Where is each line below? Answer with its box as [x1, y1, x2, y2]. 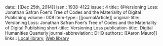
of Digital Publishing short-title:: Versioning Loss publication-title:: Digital [5, 25, 153, 31]
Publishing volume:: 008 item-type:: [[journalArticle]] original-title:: [5, 15, 141, 20]
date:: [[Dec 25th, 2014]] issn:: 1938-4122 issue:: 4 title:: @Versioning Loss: [5, 4, 159, 10]
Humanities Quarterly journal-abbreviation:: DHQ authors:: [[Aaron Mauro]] [5, 30, 157, 36]
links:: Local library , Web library [5, 35, 69, 41]
